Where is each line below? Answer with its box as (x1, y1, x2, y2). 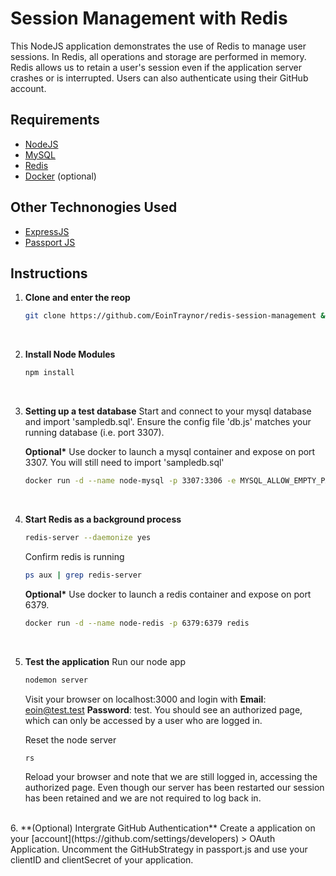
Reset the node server (24, 733, 117, 746)
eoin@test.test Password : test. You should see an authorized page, (24, 703, 303, 716)
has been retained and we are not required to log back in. (24, 792, 262, 804)
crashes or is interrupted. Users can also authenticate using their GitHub (10, 72, 309, 84)
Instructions (10, 265, 88, 282)
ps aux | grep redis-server (24, 570, 142, 580)
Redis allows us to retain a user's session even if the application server (10, 61, 303, 73)
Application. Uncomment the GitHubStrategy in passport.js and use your (10, 843, 308, 856)
